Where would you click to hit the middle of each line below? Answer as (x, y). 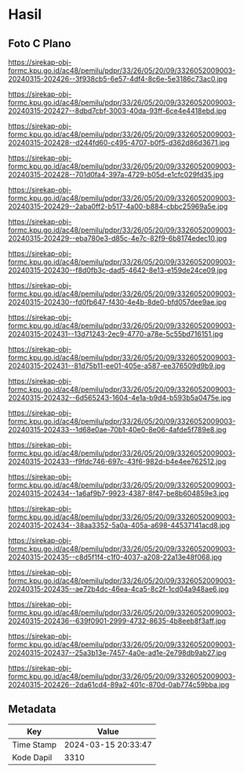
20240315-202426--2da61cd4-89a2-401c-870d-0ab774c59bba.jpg (119, 685)
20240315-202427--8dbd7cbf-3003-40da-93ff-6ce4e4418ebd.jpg (117, 111)
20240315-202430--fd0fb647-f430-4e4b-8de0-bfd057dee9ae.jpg (117, 302)
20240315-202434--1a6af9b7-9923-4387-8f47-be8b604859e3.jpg (118, 493)
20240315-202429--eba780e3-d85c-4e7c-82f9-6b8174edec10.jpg (118, 238)
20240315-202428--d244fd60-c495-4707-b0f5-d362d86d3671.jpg (119, 142)
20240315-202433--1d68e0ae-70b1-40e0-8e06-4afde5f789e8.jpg (117, 430)
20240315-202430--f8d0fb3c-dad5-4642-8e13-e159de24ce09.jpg (118, 270)
